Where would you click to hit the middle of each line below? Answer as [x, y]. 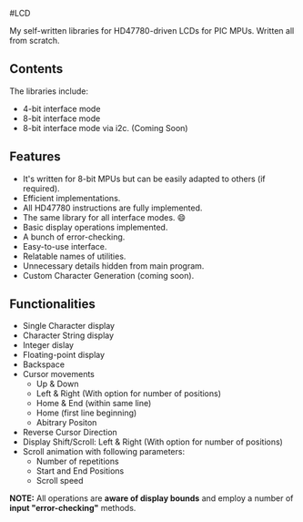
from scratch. [35, 41]
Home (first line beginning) [86, 413]
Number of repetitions [78, 461]
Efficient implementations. [71, 198]
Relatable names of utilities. [74, 256]
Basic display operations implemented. [95, 227]
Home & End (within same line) [94, 404]
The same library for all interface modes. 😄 [104, 217]
